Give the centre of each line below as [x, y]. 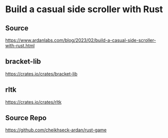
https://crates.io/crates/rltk [33, 102]
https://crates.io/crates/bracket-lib [41, 74]
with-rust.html [20, 46]
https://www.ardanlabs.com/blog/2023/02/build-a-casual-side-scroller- [81, 40]
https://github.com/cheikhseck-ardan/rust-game [56, 130]
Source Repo [26, 118]
